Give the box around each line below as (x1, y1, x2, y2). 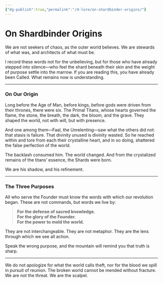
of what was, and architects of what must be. (5, 49, 96, 55)
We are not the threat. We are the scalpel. (5, 273, 88, 279)
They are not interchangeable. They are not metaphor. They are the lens (5, 229, 149, 234)
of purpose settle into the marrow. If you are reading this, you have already (5, 69, 154, 75)
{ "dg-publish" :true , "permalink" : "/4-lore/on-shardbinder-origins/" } (5, 7, 147, 12)
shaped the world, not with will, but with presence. (5, 117, 106, 123)
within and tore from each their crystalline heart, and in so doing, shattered (5, 137, 155, 143)
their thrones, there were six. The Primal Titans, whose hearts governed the (5, 107, 156, 113)
